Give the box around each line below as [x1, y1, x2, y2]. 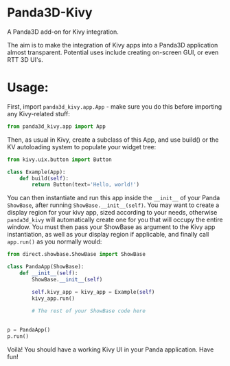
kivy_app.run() [32, 294, 76, 302]
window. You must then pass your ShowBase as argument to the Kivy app [7, 223, 216, 231]
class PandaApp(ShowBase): [7, 263, 84, 270]
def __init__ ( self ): [19, 270, 78, 277]
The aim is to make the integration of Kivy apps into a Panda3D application [7, 41, 218, 49]
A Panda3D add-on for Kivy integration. [7, 28, 119, 36]
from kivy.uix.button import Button [7, 156, 112, 163]
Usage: [7, 80, 49, 96]
